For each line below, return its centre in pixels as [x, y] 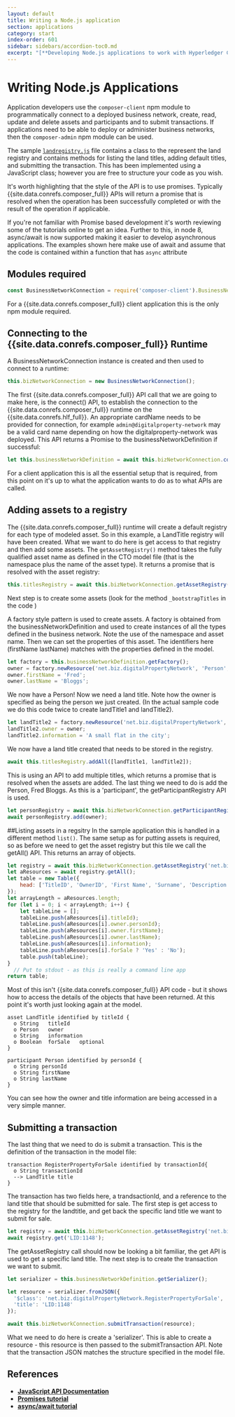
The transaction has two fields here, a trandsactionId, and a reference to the [117, 1196]
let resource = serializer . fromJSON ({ [64, 1291]
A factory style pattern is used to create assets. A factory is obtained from [114, 619]
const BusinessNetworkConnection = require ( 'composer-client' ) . [103, 290]
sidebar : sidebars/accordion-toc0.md [62, 46]
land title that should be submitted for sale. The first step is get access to [113, 1204]
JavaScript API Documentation [63, 1391]
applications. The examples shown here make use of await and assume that [116, 244]
